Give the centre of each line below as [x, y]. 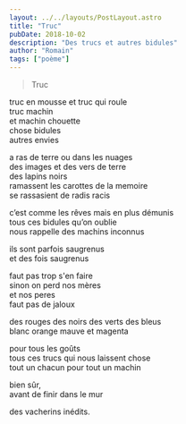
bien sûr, [25, 385]
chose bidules [35, 130]
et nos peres [32, 295]
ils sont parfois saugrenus [57, 249]
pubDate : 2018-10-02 [48, 34]
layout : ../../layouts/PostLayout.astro [86, 17]
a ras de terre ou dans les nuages [71, 157]
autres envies [34, 140]
